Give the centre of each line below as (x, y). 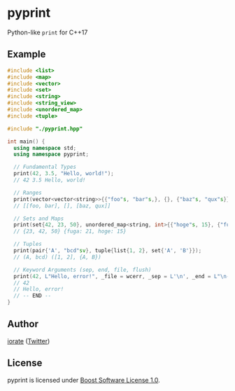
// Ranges (28, 193)
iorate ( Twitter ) (29, 341)
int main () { (26, 142)
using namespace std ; (45, 148)
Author (23, 324)
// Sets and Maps (39, 219)
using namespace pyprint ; (51, 155)
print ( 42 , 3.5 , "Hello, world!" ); (64, 174)
